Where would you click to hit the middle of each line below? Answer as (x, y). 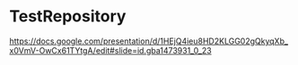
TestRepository (68, 16)
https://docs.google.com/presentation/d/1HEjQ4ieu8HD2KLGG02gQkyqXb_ (149, 41)
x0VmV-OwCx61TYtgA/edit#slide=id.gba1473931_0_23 (111, 50)
